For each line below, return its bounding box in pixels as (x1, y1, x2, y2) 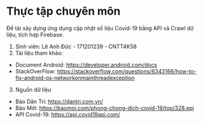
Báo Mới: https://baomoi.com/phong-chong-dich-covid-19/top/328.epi (15, 104, 194, 111)
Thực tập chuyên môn (6, 4, 121, 18)
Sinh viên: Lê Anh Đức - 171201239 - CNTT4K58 (15, 43, 137, 50)
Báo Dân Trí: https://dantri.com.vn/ (15, 98, 103, 105)
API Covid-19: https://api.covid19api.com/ (15, 111, 121, 118)
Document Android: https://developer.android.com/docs (15, 61, 158, 68)
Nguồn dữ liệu (15, 86, 52, 93)
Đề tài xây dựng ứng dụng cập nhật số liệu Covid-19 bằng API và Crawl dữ (6, 24, 194, 32)
